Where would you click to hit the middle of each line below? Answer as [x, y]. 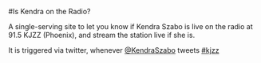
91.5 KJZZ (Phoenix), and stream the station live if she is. [102, 35]
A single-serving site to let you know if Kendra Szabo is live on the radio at [130, 26]
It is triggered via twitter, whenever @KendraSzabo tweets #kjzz [114, 50]
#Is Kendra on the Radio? [49, 11]
